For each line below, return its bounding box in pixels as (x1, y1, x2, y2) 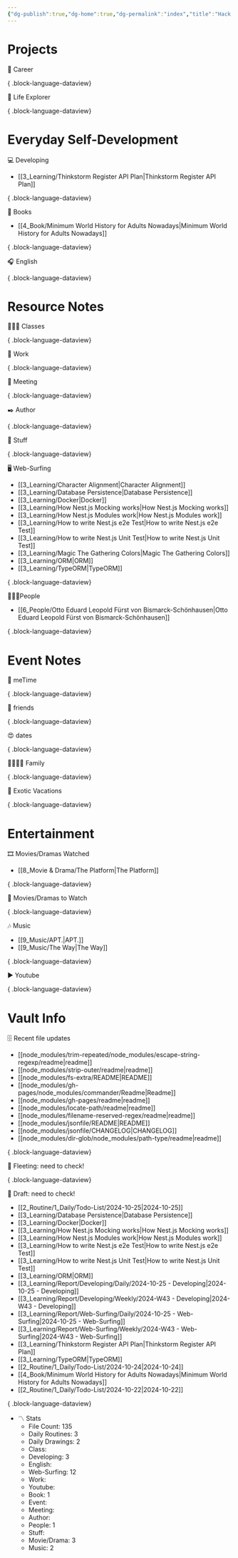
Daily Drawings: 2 (28, 1437, 81, 1446)
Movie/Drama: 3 (28, 1536, 76, 1544)
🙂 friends (7, 703, 34, 712)
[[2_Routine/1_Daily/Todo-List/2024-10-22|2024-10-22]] (17, 1386, 184, 1394)
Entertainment (7, 825, 95, 842)
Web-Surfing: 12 (28, 1468, 77, 1477)
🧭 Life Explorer (7, 92, 51, 101)
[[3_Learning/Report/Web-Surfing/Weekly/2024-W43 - (17, 1325, 180, 1334)
